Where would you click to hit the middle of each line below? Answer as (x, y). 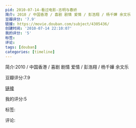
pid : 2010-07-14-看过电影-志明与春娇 (41, 10)
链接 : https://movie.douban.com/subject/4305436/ (57, 24)
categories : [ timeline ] (30, 52)
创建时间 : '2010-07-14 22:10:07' (39, 29)
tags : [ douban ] (21, 47)
